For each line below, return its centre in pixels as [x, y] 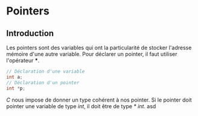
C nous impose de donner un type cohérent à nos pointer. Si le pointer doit [99, 100]
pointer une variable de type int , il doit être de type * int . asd [81, 106]
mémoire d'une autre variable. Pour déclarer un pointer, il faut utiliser [92, 54]
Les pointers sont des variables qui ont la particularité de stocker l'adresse [99, 47]
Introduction [30, 33]
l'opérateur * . [23, 60]
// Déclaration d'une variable [46, 72]
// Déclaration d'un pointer [43, 82]
